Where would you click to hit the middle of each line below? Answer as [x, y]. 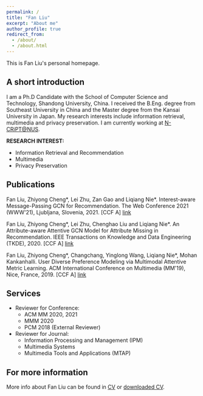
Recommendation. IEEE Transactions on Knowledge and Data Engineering [99, 237]
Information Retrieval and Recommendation [69, 152]
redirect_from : [26, 35]
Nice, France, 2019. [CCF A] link [46, 275]
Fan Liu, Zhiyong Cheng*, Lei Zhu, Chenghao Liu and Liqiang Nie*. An [93, 224]
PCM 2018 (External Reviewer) [62, 327]
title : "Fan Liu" [28, 18]
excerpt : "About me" [33, 23]
